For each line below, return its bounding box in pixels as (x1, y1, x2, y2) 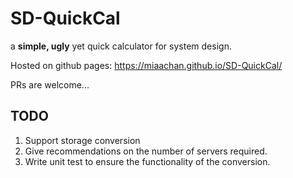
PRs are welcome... (10, 78, 90, 91)
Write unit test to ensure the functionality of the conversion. (24, 155, 271, 167)
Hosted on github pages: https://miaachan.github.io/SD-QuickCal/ (10, 59, 283, 71)
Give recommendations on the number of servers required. (24, 145, 268, 157)
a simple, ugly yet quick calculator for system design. (10, 40, 232, 52)
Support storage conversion (24, 134, 141, 146)
